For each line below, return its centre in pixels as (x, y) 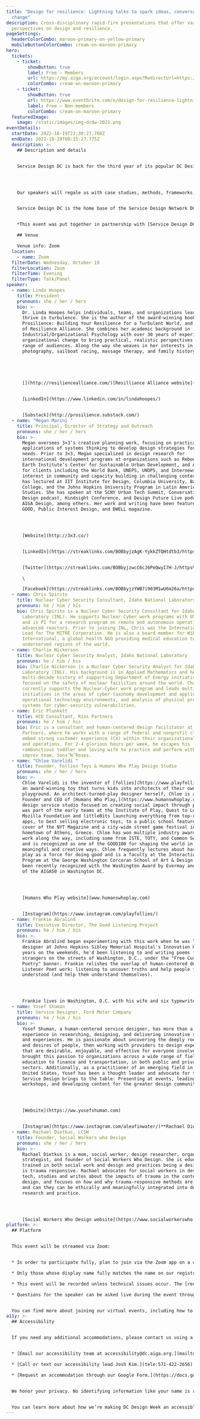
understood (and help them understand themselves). (87, 975)
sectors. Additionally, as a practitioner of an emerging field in (107, 1068)
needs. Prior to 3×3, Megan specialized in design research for (103, 454)
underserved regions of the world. (66, 645)
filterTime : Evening (37, 274)
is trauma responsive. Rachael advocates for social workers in (103, 1171)
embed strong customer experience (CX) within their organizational (109, 739)
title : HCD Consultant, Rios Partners (65, 716)
